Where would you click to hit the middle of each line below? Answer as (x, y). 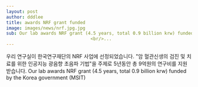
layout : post (22, 11)
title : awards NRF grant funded (46, 22)
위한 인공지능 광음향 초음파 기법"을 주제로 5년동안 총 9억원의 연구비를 (97, 63)
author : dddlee (25, 17)
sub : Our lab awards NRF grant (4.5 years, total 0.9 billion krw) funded (100, 34)
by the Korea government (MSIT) (46, 78)
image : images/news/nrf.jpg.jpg (46, 28)
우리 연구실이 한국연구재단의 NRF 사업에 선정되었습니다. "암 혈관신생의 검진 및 (96, 56)
